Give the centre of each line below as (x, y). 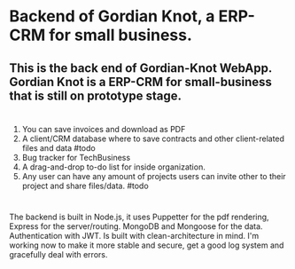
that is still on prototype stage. (96, 95)
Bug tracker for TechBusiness (76, 157)
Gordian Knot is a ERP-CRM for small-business (141, 82)
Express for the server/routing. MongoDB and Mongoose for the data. (136, 226)
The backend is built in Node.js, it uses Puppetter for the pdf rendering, (139, 217)
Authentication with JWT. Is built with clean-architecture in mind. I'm (134, 235)
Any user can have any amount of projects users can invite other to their (154, 176)
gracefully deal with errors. (58, 254)
